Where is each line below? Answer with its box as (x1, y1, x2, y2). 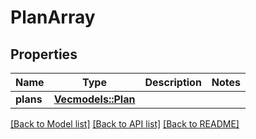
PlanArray (10, 6, 96, 29)
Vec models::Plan (53, 92, 136, 106)
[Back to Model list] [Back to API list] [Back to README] (10, 118, 240, 130)
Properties (10, 46, 78, 63)
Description (144, 76, 202, 89)
